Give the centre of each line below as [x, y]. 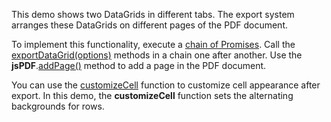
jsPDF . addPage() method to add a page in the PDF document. [139, 65]
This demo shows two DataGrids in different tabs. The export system [153, 14]
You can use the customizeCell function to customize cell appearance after [166, 85]
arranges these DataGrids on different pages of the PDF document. [149, 25]
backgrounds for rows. [58, 106]
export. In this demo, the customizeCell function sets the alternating [152, 95]
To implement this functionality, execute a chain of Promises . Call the [153, 44]
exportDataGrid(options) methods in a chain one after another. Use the [157, 55]
